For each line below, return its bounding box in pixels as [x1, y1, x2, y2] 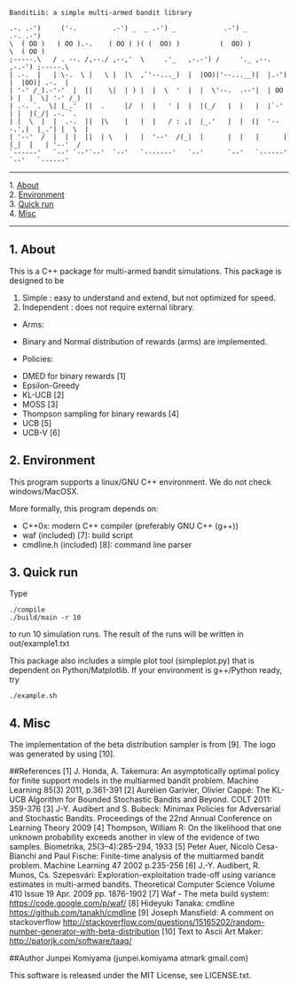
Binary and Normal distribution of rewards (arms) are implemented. [21, 336, 268, 346]
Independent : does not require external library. [21, 302, 195, 313]
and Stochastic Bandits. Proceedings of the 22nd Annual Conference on [9, 813, 272, 824]
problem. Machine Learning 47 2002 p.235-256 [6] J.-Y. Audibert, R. [9, 860, 261, 871]
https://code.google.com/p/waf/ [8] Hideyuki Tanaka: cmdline [9, 898, 235, 909]
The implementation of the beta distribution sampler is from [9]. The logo [9, 740, 277, 750]
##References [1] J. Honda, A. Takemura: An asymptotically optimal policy [9, 766, 280, 777]
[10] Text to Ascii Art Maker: [161, 926, 263, 937]
